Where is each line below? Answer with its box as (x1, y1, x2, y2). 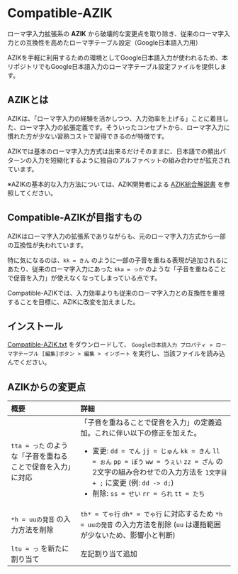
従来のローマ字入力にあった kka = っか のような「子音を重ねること (31, 264, 227, 273)
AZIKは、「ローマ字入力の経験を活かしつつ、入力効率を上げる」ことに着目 (7, 114, 223, 122)
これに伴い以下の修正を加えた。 (94, 428, 201, 438)
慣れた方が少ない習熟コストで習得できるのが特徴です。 (7, 131, 169, 140)
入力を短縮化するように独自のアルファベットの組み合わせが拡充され (31, 156, 231, 164)
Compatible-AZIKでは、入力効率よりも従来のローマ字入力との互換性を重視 (7, 288, 225, 297)
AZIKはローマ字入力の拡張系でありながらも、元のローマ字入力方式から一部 (7, 232, 227, 240)
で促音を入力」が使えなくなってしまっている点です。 (7, 274, 161, 282)
